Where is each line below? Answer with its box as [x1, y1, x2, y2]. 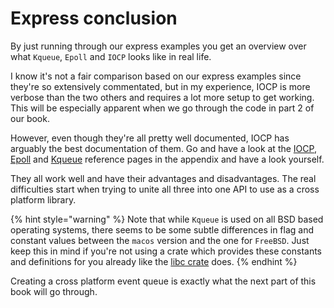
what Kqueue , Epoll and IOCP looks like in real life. [10, 50, 212, 62]
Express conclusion [10, 7, 178, 30]
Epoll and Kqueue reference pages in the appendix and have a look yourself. [10, 153, 325, 165]
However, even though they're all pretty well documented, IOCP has [10, 132, 290, 144]
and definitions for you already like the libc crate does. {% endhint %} [10, 255, 298, 267]
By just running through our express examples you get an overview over [10, 40, 307, 52]
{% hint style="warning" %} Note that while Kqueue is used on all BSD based [10, 213, 324, 225]
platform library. [10, 193, 77, 206]
